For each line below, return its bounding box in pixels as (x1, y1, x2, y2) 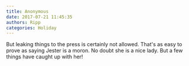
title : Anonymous (6, 8, 49, 15)
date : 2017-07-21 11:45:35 (6, 14, 73, 20)
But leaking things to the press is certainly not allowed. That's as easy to (6, 41, 183, 48)
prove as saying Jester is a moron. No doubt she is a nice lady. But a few (6, 47, 183, 54)
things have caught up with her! (6, 53, 83, 60)
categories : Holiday (6, 25, 57, 31)
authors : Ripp (6, 19, 41, 25)
